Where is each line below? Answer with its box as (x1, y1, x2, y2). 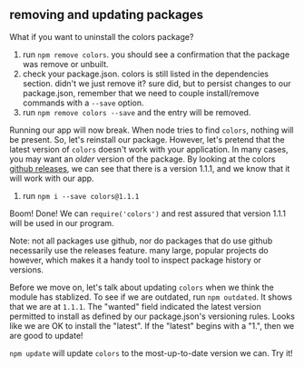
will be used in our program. (9, 217, 115, 228)
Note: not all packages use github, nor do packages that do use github (9, 235, 273, 246)
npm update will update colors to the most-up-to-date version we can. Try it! (9, 347, 293, 358)
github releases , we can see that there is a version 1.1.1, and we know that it (9, 163, 290, 174)
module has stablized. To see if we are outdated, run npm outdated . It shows (9, 291, 293, 303)
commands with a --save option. (22, 97, 144, 108)
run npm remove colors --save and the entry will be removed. (22, 106, 251, 117)
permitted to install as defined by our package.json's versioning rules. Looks (9, 311, 295, 322)
